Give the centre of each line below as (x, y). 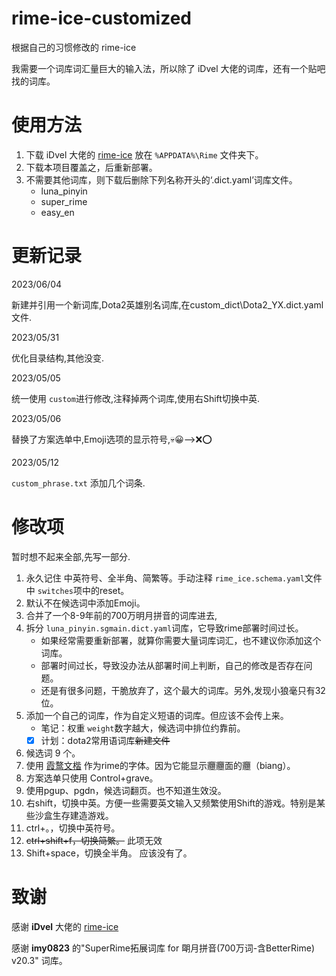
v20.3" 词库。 (39, 960)
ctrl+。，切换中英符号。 (73, 828)
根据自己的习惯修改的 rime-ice (74, 47)
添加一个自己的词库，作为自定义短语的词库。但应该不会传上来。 (157, 715)
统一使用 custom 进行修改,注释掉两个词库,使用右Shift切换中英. (135, 398)
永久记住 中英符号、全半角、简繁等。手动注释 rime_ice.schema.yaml (165, 578)
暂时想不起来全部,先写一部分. (71, 556)
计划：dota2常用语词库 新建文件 (105, 740)
